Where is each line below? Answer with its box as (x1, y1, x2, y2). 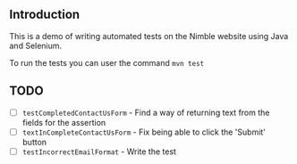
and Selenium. (9, 40, 63, 51)
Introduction (9, 7, 81, 22)
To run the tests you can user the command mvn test (9, 57, 205, 68)
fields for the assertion (21, 117, 106, 127)
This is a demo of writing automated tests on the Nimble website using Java (9, 30, 289, 41)
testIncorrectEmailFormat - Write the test (21, 146, 177, 157)
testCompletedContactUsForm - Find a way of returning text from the (21, 107, 270, 118)
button (21, 136, 47, 147)
